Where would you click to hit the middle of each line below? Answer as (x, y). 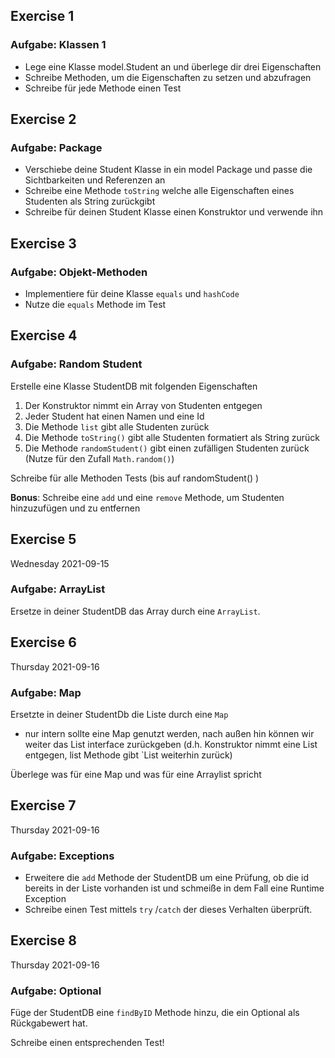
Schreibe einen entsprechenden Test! (87, 1043)
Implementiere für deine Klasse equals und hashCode (132, 294)
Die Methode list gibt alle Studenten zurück (117, 426)
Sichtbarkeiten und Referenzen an (95, 180)
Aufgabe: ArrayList (58, 589)
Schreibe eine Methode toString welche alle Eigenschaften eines (159, 191)
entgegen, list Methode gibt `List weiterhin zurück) (128, 755)
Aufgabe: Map (46, 692)
